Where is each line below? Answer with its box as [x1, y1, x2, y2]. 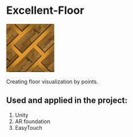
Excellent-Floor [6, 4, 84, 17]
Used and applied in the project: [6, 96, 128, 106]
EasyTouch [14, 124, 43, 131]
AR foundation [14, 118, 51, 125]
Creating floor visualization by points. [6, 78, 99, 85]
